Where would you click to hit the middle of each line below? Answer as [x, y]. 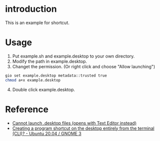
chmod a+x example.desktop [33, 80]
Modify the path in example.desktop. [50, 61]
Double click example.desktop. [44, 89]
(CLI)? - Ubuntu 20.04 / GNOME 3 [47, 133]
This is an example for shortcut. [37, 23]
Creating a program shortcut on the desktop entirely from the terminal [83, 128]
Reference [27, 109]
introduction [31, 9]
